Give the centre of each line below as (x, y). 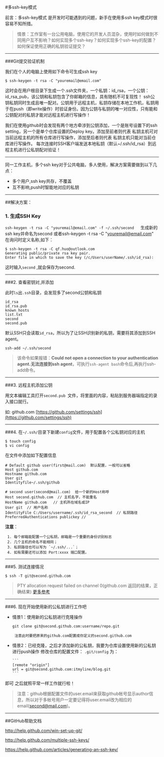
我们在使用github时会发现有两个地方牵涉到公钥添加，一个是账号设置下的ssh (81, 125)
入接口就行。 (18, 401)
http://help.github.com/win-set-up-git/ (44, 731)
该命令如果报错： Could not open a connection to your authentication (88, 358)
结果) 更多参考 (36, 592)
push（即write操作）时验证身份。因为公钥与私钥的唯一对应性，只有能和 (85, 109)
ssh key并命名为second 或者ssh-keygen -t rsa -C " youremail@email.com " (79, 234)
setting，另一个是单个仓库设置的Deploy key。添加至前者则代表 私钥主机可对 (82, 131)
